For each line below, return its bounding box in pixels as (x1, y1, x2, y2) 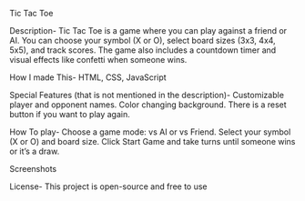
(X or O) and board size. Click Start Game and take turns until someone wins (9, 136, 296, 146)
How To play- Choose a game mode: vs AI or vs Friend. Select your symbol (9, 126, 291, 137)
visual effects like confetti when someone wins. (9, 55, 188, 65)
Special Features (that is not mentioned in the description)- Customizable (9, 90, 285, 100)
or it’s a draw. (9, 146, 60, 156)
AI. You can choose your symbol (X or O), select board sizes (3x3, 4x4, (9, 35, 276, 45)
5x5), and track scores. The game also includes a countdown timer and (9, 45, 277, 55)
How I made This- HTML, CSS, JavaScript (9, 72, 167, 83)
